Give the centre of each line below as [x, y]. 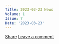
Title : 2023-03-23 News [29, 9]
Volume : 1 [15, 14]
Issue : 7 [14, 18]
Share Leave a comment [29, 37]
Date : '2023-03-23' [25, 23]
